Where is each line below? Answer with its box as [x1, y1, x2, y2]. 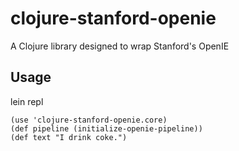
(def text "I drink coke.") [10, 132, 128, 142]
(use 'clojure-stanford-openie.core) [10, 115, 168, 125]
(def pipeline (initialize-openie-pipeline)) [10, 123, 203, 134]
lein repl [10, 95, 44, 107]
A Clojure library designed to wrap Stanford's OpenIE [10, 40, 230, 52]
